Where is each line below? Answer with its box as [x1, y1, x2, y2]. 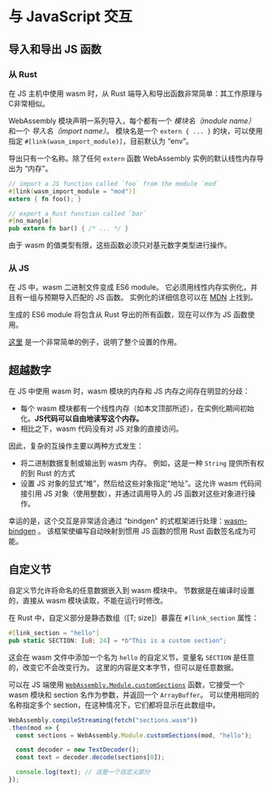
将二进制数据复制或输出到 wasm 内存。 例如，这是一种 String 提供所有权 [19, 458, 265, 468]
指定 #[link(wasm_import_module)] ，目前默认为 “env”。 [8, 135, 193, 146]
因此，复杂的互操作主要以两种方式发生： [8, 441, 144, 451]
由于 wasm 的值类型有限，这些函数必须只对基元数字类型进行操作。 [8, 240, 231, 250]
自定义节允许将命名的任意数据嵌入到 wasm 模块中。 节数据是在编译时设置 [8, 586, 255, 595]
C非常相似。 [8, 98, 50, 108]
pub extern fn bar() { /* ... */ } [8, 225, 129, 233]
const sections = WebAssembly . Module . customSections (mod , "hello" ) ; [15, 731, 253, 739]
